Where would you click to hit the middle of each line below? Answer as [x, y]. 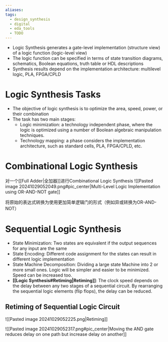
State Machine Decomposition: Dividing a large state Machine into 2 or [85, 264]
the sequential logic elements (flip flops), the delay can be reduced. [82, 291]
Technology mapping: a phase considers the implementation [82, 140]
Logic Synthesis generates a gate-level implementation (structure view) [86, 48]
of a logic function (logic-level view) [50, 53]
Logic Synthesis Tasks [53, 95]
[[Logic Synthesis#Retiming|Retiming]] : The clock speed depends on [86, 280]
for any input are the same [40, 248]
